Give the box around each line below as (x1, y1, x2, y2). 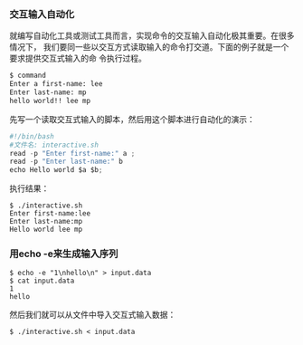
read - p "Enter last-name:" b (9, 157, 124, 167)
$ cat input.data (9, 276, 75, 286)
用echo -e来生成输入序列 (9, 247, 118, 260)
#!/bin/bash (9, 131, 54, 141)
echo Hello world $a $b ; (9, 166, 103, 175)
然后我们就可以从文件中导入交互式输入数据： (9, 310, 176, 321)
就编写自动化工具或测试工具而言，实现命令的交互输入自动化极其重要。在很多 (9, 30, 295, 42)
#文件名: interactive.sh (9, 140, 99, 149)
